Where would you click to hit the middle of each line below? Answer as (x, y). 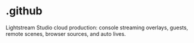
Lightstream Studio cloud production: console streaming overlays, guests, (97, 27)
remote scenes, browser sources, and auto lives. (66, 33)
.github (24, 11)
